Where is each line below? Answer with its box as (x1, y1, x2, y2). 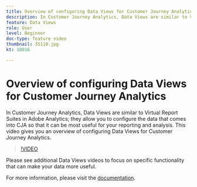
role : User (6, 25, 33, 31)
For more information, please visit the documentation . (6, 174, 136, 181)
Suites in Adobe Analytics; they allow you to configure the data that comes (6, 115, 186, 122)
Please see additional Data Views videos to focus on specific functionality (6, 157, 185, 164)
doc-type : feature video (6, 36, 67, 42)
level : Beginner (6, 30, 46, 36)
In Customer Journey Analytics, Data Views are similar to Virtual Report (6, 109, 178, 116)
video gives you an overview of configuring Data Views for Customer (6, 127, 173, 135)
